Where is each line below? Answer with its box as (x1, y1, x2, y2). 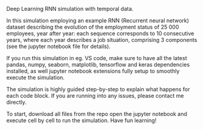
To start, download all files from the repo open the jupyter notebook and (6, 111, 187, 117)
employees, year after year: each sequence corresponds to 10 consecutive (6, 30, 194, 37)
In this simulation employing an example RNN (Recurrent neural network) (6, 17, 190, 24)
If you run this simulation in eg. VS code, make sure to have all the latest (6, 55, 187, 61)
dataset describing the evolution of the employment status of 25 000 (6, 24, 179, 30)
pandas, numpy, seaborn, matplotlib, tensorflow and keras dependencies (6, 61, 190, 68)
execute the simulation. (6, 74, 65, 81)
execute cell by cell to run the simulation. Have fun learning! (6, 117, 157, 124)
